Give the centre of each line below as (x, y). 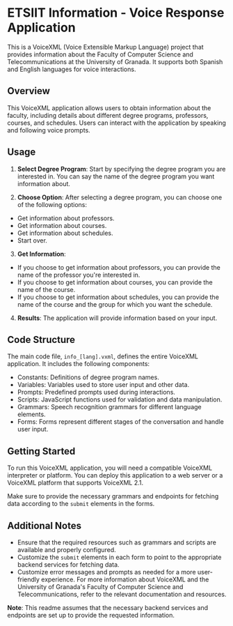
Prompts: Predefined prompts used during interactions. (96, 392)
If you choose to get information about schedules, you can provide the (118, 297)
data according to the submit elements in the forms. (81, 504)
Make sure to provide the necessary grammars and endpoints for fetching (113, 496)
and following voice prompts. (49, 130)
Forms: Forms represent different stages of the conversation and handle (120, 422)
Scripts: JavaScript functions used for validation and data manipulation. (120, 399)
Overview (29, 91)
